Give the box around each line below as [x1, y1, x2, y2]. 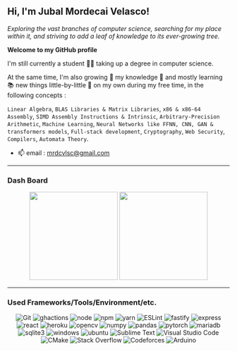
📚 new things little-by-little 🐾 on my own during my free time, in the [7, 80, 205, 89]
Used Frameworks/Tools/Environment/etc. [7, 297, 157, 307]
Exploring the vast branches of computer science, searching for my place [7, 24, 222, 32]
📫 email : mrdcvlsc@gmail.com [17, 148, 110, 157]
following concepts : [7, 91, 66, 99]
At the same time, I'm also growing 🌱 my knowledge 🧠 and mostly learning [7, 73, 223, 81]
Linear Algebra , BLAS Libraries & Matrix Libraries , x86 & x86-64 [7, 104, 201, 113]
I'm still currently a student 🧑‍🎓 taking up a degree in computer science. [7, 59, 214, 68]
